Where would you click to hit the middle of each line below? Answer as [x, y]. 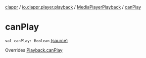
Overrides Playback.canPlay [34, 50]
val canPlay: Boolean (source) [37, 40]
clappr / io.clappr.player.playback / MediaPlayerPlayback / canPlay [73, 7]
